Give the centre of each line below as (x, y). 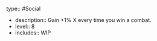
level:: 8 (25, 26)
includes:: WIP (33, 33)
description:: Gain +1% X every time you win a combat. (83, 20)
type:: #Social (24, 9)
